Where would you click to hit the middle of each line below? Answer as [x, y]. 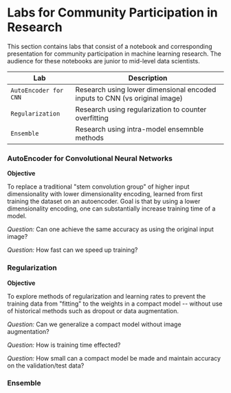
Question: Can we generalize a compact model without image [94, 324]
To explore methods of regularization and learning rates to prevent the [107, 296]
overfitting [92, 118]
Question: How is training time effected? [64, 345]
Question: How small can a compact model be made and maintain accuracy [114, 358]
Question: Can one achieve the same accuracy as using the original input [111, 229]
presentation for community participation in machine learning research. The [114, 54]
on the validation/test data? [46, 365]
